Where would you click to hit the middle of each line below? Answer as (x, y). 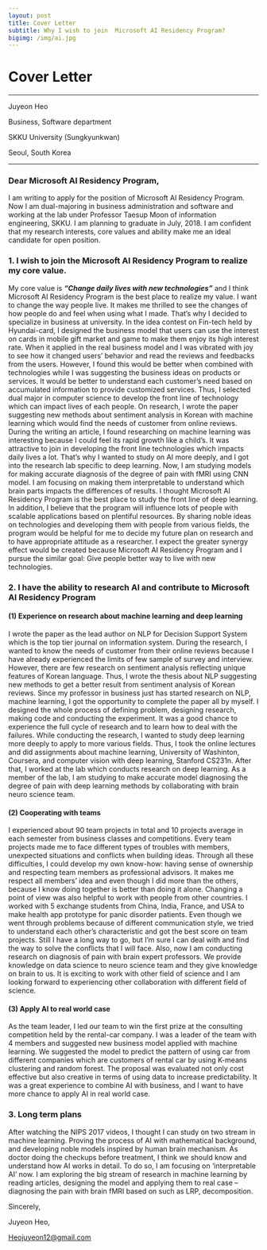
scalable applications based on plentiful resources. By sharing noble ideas (130, 516)
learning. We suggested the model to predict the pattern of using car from (129, 1052)
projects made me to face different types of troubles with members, (119, 847)
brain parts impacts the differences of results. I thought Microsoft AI (119, 490)
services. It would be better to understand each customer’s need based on (130, 381)
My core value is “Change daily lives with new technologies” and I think (128, 288)
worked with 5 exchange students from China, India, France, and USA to (126, 906)
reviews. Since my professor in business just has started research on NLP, (130, 693)
